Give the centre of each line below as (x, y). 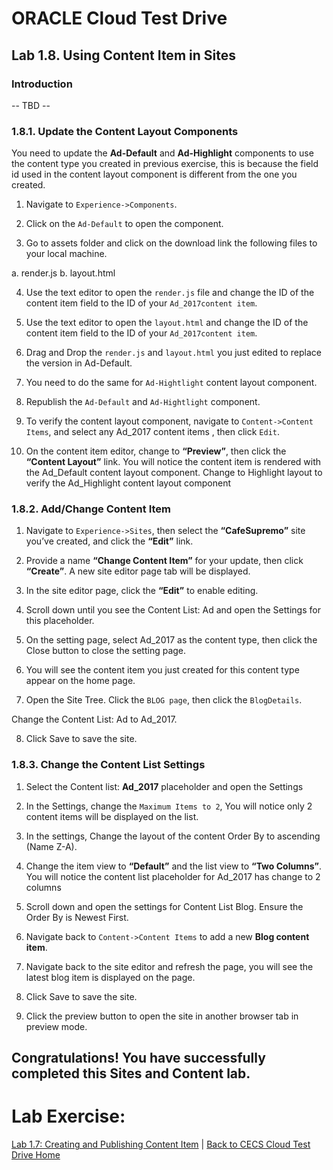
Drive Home (36, 1155)
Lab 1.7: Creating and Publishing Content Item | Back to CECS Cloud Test (161, 1144)
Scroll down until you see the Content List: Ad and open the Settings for (173, 610)
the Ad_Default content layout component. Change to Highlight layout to (174, 473)
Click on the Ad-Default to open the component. (124, 224)
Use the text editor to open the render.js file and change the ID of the (170, 293)
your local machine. (66, 254)
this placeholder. (60, 621)
